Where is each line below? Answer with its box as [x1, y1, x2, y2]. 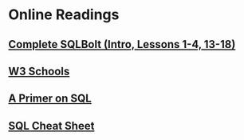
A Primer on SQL [8, 92, 92, 106]
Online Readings [8, 6, 120, 24]
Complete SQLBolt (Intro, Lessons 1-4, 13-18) [8, 38, 236, 51]
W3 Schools [8, 64, 70, 78]
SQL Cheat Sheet [8, 118, 95, 133]
